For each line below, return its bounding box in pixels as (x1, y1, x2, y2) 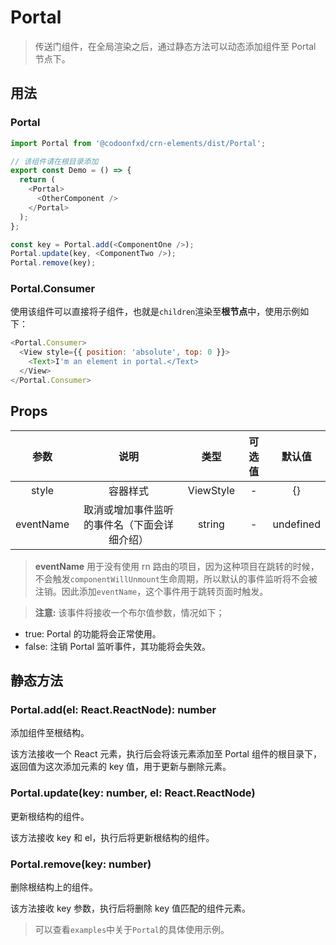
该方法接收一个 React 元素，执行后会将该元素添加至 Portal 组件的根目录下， (10, 748, 322, 760)
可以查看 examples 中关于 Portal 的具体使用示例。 (34, 923, 230, 935)
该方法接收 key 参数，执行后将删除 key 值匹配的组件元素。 (10, 902, 252, 914)
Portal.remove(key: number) (10, 857, 152, 871)
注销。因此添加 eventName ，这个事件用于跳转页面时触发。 (34, 585, 269, 597)
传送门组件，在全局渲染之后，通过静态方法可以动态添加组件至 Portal (34, 40, 317, 52)
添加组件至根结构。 (10, 727, 90, 739)
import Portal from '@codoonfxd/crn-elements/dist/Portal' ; (10, 138, 267, 148)
